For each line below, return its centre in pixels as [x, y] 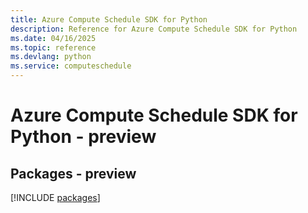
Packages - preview [73, 173]
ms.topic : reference [53, 47]
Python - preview [83, 137]
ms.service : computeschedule [71, 66]
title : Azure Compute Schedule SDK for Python [109, 19]
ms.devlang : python [51, 57]
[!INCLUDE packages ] [55, 197]
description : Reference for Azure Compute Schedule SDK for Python [154, 29]
